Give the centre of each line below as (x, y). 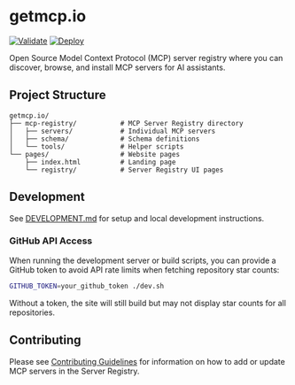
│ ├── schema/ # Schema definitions (105, 139)
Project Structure (58, 95)
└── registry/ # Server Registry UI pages (124, 170)
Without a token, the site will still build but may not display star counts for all (147, 303)
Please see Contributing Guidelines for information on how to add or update (147, 361)
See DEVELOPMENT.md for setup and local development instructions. (137, 218)
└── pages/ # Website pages (94, 154)
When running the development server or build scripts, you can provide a (143, 260)
